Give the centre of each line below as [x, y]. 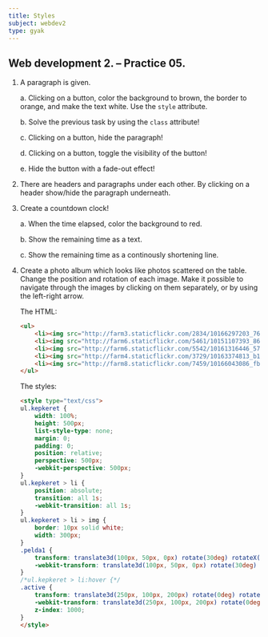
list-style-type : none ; [74, 431]
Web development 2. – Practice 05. [97, 63]
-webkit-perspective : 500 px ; [83, 469]
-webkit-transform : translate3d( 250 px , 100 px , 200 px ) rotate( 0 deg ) [149, 603]
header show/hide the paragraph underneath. [95, 193]
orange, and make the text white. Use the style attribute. [114, 107]
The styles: [38, 387]
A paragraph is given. [55, 83]
